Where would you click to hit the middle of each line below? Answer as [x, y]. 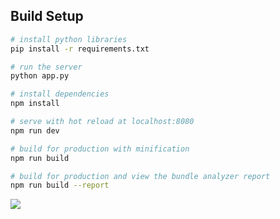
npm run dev [35, 130]
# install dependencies [60, 94]
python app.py [40, 76]
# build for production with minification [100, 149]
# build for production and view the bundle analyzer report [140, 176]
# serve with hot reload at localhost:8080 [102, 122]
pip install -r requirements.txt [80, 49]
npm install [35, 104]
